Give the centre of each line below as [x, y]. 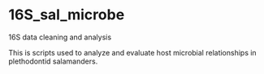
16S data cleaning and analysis [60, 37]
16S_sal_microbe [67, 15]
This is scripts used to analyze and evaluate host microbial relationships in [133, 52]
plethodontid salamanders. [53, 61]
